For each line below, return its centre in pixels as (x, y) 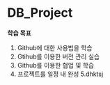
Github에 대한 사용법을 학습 (55, 47)
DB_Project (40, 13)
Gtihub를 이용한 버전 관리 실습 (58, 56)
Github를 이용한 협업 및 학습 (56, 65)
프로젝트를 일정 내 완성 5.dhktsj (60, 74)
